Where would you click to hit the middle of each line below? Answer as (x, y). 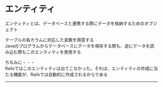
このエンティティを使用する (54, 52)
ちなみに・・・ (20, 62)
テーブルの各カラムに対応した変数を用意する (49, 40)
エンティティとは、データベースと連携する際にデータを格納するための (75, 23)
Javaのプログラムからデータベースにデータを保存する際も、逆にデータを (78, 46)
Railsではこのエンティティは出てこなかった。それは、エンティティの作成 (77, 68)
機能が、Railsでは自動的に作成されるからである (61, 74)
